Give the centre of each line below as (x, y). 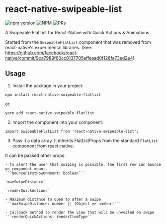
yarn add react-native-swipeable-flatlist (50, 113)
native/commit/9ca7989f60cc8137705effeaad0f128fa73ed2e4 (69, 58)
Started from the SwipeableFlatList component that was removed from (78, 42)
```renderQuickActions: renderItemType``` (50, 217)
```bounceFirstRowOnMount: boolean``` (45, 173)
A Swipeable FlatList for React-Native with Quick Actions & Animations (77, 32)
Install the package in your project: (48, 85)
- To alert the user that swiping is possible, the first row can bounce (83, 164)
